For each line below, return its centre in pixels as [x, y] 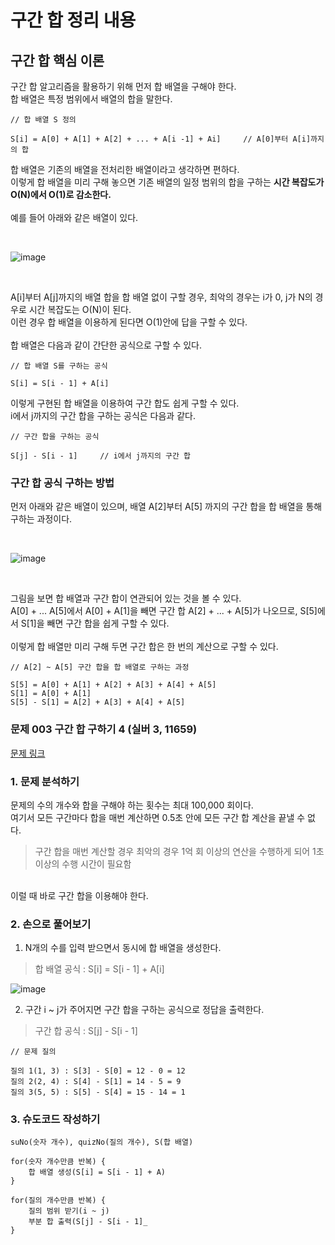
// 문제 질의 [33, 1052]
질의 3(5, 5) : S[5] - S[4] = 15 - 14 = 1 [98, 1092]
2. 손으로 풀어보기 [51, 924]
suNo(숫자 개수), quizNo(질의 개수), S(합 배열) [102, 1142]
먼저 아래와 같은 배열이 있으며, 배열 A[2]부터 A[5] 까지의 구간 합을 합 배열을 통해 [166, 507]
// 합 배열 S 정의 [43, 120]
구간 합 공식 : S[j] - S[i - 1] [86, 1031]
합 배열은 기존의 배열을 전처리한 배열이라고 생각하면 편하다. [125, 169]
